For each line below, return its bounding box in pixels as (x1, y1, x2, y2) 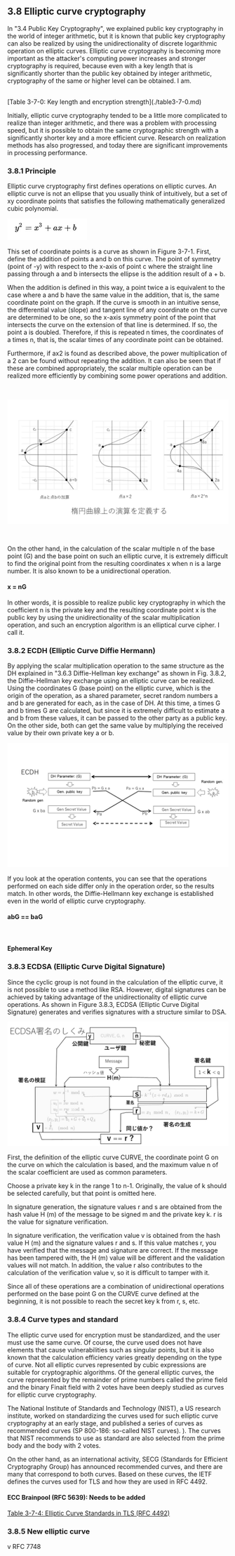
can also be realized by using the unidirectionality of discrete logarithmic (7, 39, 217, 48)
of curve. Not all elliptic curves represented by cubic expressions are (7, 1360, 207, 1369)
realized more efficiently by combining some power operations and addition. (7, 371, 228, 380)
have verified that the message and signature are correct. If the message (7, 1246, 218, 1255)
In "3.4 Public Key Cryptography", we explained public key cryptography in (7, 24, 224, 32)
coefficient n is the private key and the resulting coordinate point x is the (7, 605, 217, 614)
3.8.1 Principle (7, 166, 56, 176)
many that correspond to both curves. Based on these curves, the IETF (7, 1470, 213, 1478)
